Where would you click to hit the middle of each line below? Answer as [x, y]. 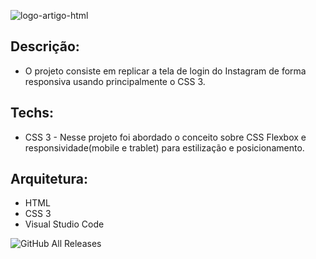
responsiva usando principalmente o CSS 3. [115, 81]
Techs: [32, 113]
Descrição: [45, 46]
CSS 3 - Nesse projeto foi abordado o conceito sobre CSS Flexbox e [165, 137]
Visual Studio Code [64, 224]
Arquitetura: [49, 179]
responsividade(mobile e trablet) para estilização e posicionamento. [164, 147]
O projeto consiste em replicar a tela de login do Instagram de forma [165, 71]
